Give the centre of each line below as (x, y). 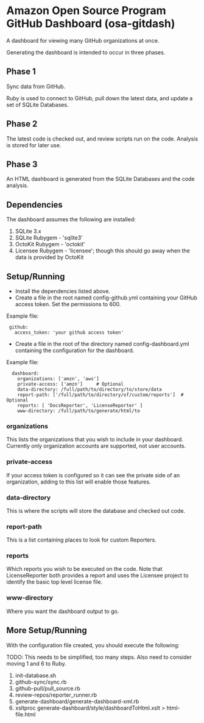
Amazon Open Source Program (86, 11)
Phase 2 (22, 124)
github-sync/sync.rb (41, 681)
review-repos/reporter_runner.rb (56, 695)
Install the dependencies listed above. (63, 291)
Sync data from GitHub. (36, 86)
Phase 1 (21, 72)
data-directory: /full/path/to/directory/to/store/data (90, 389)
